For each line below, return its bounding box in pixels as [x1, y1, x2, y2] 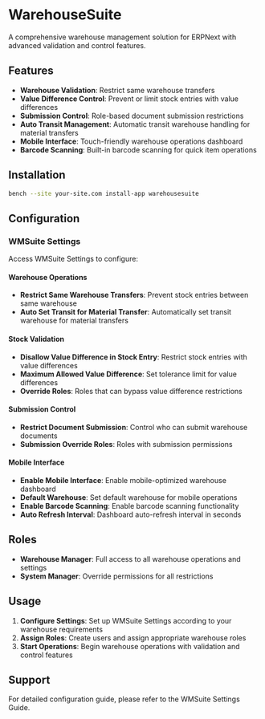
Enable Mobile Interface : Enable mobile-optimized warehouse [19, 475, 227, 485]
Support [8, 672, 51, 687]
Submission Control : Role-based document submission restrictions [19, 111, 244, 120]
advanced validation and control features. [8, 40, 146, 50]
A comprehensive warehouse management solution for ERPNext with [8, 32, 237, 42]
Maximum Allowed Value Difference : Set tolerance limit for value [19, 369, 237, 379]
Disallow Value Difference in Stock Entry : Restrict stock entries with [19, 351, 247, 362]
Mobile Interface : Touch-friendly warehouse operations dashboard [19, 136, 243, 146]
